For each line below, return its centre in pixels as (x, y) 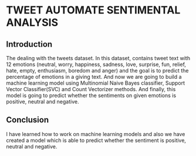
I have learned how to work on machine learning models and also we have (96, 134)
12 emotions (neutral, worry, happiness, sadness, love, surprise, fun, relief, (96, 64)
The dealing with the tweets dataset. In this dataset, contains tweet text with (98, 58)
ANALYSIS (32, 22)
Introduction (29, 44)
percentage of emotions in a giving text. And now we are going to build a (94, 77)
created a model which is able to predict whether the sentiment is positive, (96, 140)
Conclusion (28, 120)
